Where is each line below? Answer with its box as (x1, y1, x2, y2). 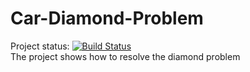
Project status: (10, 40, 70, 52)
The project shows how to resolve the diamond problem (10, 50, 241, 62)
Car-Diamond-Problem (10, 7, 204, 30)
